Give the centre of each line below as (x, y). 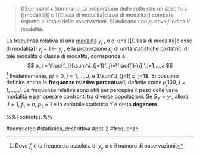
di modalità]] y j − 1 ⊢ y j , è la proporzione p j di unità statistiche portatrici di (97, 49)
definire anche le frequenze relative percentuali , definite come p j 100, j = (96, 83)
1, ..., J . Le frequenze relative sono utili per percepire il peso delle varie (92, 90)
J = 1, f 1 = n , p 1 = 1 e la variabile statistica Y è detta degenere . (82, 105)
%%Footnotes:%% (29, 117)
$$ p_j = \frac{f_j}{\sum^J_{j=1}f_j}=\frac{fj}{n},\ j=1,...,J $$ (100, 66)
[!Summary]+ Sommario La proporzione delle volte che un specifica (104, 9)
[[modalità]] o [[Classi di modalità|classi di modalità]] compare (97, 15)
